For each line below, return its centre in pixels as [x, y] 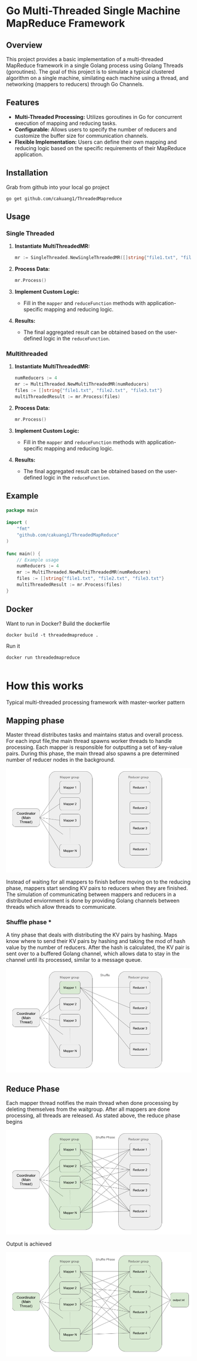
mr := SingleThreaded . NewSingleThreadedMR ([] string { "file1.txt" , [96, 258]
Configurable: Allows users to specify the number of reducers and [96, 129]
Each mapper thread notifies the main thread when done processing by [92, 1103]
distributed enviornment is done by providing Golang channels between [93, 900]
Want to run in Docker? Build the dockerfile [58, 623]
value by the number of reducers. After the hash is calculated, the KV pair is [98, 947]
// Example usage [38, 560]
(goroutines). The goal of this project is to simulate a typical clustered [90, 72]
